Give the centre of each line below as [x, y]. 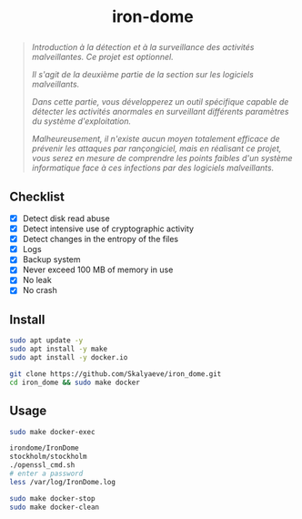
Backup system [51, 259]
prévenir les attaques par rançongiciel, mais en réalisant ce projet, [156, 148]
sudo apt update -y [46, 341]
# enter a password [46, 473]
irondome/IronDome [44, 448]
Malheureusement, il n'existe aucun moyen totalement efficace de [156, 139]
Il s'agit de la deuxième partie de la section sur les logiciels [143, 75]
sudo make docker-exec [52, 432]
